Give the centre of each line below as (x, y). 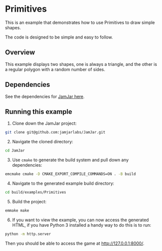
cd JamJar (15, 151)
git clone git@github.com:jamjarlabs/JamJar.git (55, 133)
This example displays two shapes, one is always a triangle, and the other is (81, 64)
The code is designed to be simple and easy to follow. (59, 37)
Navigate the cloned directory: (43, 142)
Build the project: (29, 201)
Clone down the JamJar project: (44, 123)
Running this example (39, 111)
